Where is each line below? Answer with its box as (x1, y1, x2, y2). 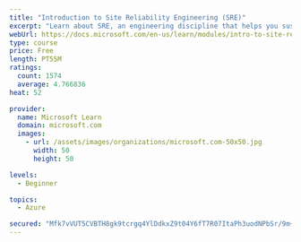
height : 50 (32, 154, 74, 163)
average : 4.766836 (17, 80, 87, 89)
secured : (9, 220, 42, 229)
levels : (9, 170, 39, 179)
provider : (9, 104, 47, 113)
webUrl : (9, 30, 39, 39)
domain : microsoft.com (17, 121, 102, 130)
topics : (9, 194, 39, 204)
